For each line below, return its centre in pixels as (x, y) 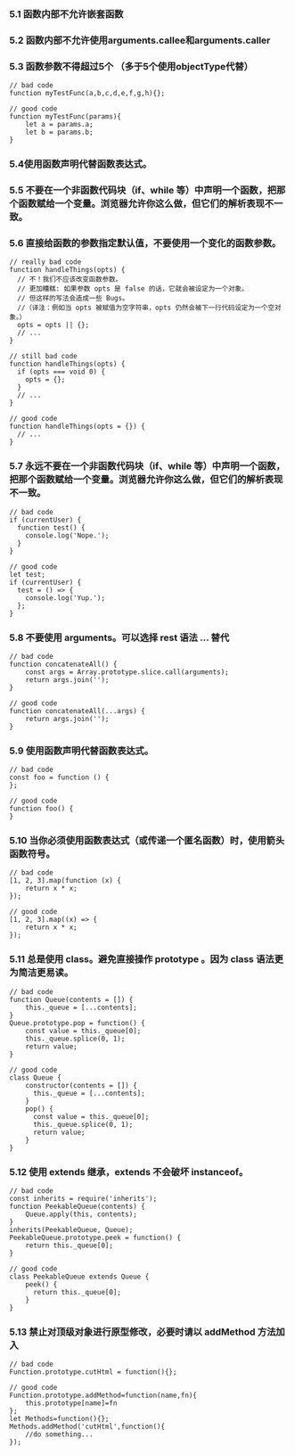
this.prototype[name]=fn (71, 1403)
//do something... (59, 1434)
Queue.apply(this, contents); (82, 1214)
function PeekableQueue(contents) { (77, 1207)
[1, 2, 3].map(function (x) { (66, 881)
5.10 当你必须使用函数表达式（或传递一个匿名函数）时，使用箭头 (147, 841)
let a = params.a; (59, 125)
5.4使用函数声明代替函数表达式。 (81, 164)
